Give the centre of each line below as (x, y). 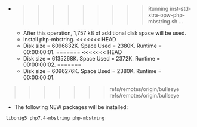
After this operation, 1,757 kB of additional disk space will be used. (104, 33)
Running (158, 9)
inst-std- (180, 9)
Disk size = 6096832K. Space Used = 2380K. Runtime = (93, 46)
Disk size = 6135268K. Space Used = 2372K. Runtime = (92, 58)
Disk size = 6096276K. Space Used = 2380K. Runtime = (92, 71)
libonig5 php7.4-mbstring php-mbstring (55, 118)
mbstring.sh (163, 21)
